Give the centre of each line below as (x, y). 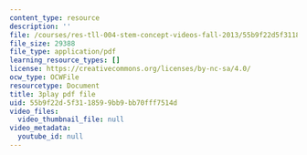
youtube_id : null (51, 137)
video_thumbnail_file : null (71, 119)
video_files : (34, 111)
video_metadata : (40, 129)
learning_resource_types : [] (65, 60)
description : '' (40, 26)
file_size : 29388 (42, 43)
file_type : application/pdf (63, 52)
